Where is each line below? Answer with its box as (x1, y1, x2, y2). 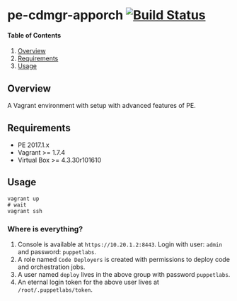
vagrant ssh (7, 207, 42, 214)
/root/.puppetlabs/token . (17, 285, 93, 294)
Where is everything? (7, 224, 83, 234)
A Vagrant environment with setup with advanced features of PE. (7, 102, 196, 110)
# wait (7, 201, 27, 209)
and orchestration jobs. (17, 263, 86, 271)
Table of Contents (7, 31, 62, 39)
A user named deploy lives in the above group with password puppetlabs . (17, 270, 231, 279)
